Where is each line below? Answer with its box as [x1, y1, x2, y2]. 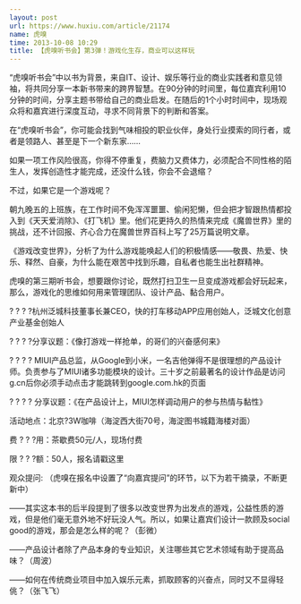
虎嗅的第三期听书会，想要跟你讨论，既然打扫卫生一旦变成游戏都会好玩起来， [9, 276, 292, 286]
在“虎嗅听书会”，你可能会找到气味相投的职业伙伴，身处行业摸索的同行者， [9, 124, 284, 135]
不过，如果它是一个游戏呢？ [9, 185, 112, 196]
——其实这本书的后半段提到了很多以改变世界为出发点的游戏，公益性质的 [9, 503, 276, 514]
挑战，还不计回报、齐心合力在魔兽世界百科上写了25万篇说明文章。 [9, 226, 254, 237]
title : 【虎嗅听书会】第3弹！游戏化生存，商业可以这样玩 [9, 47, 195, 55]
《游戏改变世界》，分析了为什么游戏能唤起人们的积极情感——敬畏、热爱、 [9, 245, 280, 256]
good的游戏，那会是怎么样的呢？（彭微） [9, 525, 162, 536]
